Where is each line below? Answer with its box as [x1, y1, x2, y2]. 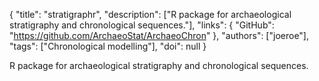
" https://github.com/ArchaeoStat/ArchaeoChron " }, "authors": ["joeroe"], [9, 30, 309, 41]
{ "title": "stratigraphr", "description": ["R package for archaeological [9, 9, 292, 20]
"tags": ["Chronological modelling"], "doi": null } [9, 40, 207, 52]
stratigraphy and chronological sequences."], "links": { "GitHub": [9, 19, 275, 31]
